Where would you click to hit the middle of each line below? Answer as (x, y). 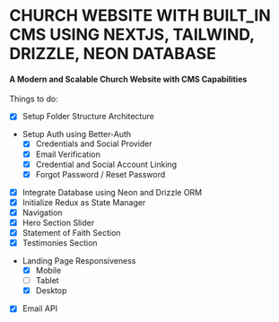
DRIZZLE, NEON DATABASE (113, 54)
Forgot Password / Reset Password (100, 174)
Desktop (51, 291)
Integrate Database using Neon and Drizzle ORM (112, 192)
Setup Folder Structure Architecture (88, 117)
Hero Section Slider (58, 222)
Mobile (48, 271)
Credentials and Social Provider (94, 144)
